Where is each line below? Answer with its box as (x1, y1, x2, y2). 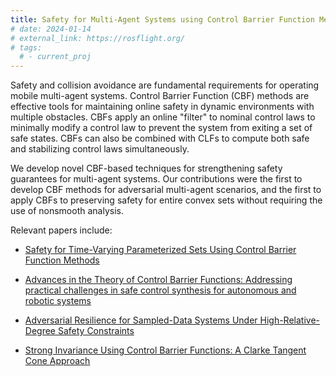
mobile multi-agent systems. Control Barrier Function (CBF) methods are (10, 90, 310, 102)
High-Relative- (259, 314, 321, 326)
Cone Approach (24, 355, 91, 367)
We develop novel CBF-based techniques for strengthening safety (10, 162, 283, 175)
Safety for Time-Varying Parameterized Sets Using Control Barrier (24, 244, 297, 256)
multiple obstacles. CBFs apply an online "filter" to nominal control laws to (10, 111, 316, 123)
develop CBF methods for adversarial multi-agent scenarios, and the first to (10, 184, 322, 196)
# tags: (10, 42, 43, 53)
